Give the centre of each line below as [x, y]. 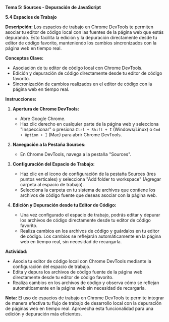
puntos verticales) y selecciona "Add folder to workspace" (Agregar [91, 179]
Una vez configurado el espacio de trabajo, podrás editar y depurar [90, 215]
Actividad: [16, 251]
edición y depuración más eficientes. [44, 314]
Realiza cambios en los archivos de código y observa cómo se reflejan [86, 283]
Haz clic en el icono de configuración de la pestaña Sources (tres [88, 174]
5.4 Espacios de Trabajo [31, 17]
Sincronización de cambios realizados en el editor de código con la [82, 84]
